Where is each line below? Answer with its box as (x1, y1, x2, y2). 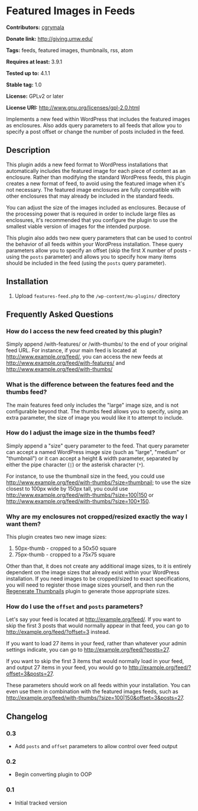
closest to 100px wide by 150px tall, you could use (6, 485, 128, 492)
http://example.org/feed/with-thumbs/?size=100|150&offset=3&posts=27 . (6, 694, 185, 701)
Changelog (6, 712, 48, 722)
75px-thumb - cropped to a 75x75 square (14, 551, 116, 558)
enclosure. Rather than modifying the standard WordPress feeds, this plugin (6, 173, 191, 181)
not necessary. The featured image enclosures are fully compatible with (6, 186, 181, 193)
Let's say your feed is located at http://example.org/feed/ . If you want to (6, 616, 181, 623)
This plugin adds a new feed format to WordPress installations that (6, 161, 168, 168)
